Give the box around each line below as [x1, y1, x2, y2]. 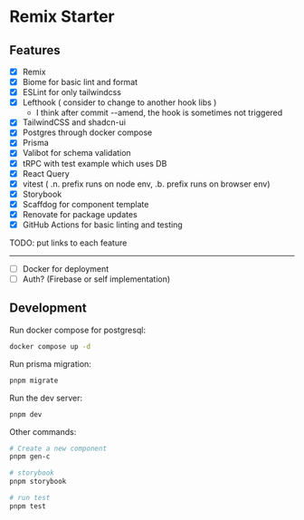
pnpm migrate [9, 376, 59, 385]
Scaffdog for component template [22, 198, 149, 209]
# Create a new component [9, 444, 107, 453]
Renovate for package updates [22, 208, 138, 219]
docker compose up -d [9, 342, 91, 351]
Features [9, 43, 61, 58]
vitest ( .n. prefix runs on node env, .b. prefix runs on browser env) [22, 178, 271, 189]
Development [9, 301, 88, 316]
